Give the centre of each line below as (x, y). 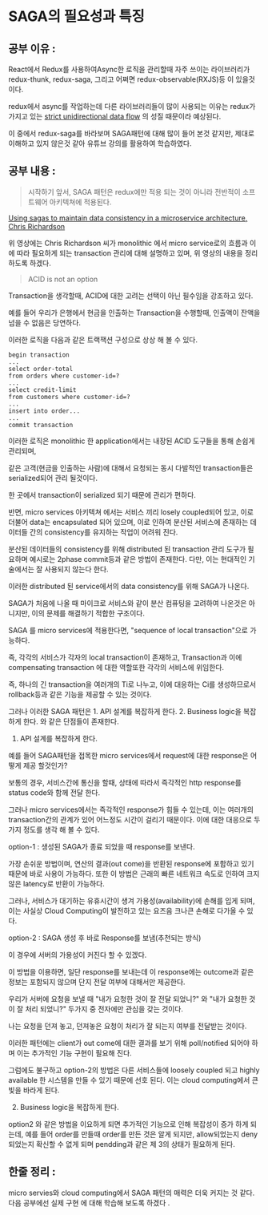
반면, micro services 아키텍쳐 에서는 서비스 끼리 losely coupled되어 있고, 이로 (131, 512)
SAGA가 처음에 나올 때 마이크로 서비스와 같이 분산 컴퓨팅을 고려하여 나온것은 (128, 603)
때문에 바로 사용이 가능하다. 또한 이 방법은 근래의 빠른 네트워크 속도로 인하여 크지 (134, 874)
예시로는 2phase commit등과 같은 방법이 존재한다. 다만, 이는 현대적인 (138, 559)
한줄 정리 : (32, 1172)
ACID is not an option (63, 279)
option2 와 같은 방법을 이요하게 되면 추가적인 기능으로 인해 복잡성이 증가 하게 (128, 1124)
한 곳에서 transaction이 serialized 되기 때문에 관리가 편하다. (102, 494)
